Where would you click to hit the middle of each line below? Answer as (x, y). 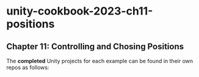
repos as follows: (28, 67)
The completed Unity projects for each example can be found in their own (100, 61)
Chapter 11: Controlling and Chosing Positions (95, 46)
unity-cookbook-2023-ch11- (80, 11)
